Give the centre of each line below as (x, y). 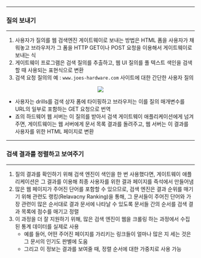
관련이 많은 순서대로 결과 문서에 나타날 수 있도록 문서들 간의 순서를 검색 (104, 204)
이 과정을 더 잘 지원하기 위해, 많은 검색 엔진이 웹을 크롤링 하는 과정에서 (97, 218)
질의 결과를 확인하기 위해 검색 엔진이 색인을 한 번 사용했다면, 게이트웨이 (98, 174)
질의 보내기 (21, 20)
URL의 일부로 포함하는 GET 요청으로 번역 (63, 109)
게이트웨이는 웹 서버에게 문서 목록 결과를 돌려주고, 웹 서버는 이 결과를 (108, 124)
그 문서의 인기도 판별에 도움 (56, 241)
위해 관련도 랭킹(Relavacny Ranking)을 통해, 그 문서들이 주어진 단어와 (103, 196)
